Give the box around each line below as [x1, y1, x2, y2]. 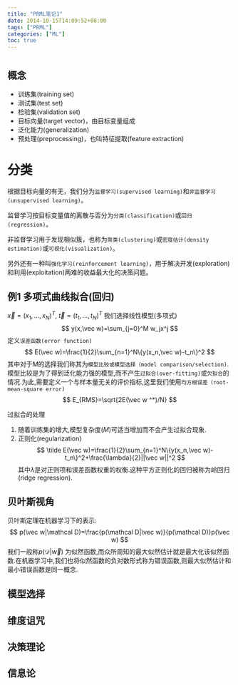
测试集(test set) [17, 98, 63, 107]
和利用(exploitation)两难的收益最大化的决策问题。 [7, 268, 152, 277]
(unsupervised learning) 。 [7, 195, 88, 204]
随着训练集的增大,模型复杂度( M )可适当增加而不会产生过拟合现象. [17, 425, 207, 433]
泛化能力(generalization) [17, 125, 90, 134]
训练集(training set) [17, 90, 75, 98]
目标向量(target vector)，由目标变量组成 [17, 116, 135, 125]
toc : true [7, 37, 37, 44]
